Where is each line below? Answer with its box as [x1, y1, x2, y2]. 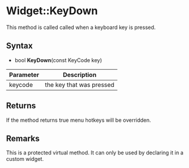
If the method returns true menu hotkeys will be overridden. [6, 117, 152, 124]
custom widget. [6, 156, 44, 163]
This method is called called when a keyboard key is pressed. [6, 24, 156, 31]
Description [63, 70, 97, 79]
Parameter [9, 70, 40, 79]
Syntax [6, 41, 33, 51]
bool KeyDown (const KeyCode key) [14, 56, 102, 63]
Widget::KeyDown [6, 4, 98, 18]
